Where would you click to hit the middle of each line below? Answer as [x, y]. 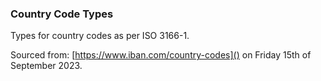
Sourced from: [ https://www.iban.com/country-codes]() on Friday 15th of [161, 55]
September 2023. [46, 66]
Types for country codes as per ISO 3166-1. [100, 36]
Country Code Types [62, 14]
